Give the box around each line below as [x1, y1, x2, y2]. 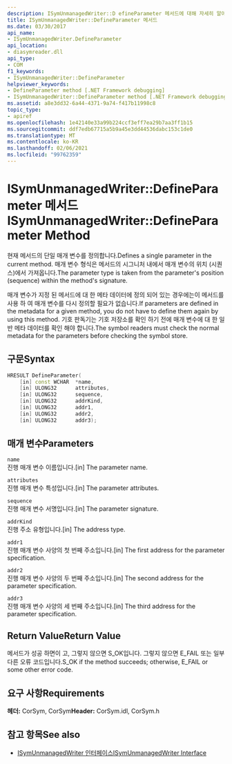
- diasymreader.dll [7, 49, 64, 56]
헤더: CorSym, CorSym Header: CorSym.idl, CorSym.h [7, 707, 160, 715]
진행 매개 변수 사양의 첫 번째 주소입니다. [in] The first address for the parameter [7, 546, 225, 554]
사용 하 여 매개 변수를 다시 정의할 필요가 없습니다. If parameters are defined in [7, 299, 219, 307]
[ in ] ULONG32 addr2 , [19, 410, 95, 418]
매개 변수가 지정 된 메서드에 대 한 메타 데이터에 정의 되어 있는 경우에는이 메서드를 [7, 291, 224, 299]
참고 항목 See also [7, 729, 81, 741]
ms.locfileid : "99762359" [7, 151, 81, 159]
